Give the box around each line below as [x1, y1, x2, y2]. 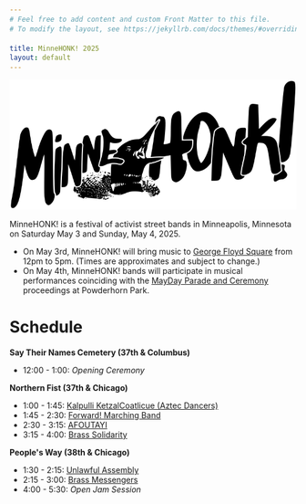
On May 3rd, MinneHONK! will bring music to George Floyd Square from [22, 247, 293, 257]
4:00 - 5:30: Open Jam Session [22, 484, 141, 495]
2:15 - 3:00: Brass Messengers [22, 475, 138, 486]
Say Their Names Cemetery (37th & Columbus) [9, 347, 191, 358]
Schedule [9, 317, 84, 338]
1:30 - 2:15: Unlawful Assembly [22, 465, 139, 476]
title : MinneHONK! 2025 [9, 44, 100, 53]
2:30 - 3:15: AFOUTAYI [22, 420, 107, 431]
